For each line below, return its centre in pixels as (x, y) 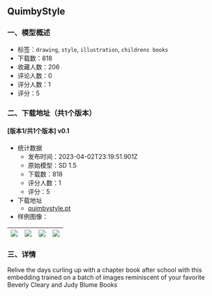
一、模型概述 (29, 33)
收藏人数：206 (38, 66)
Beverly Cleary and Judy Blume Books (62, 285)
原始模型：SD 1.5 (52, 165)
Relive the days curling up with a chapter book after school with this (105, 270)
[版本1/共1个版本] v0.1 (38, 131)
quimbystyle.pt (49, 208)
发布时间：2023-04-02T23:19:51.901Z (83, 156)
